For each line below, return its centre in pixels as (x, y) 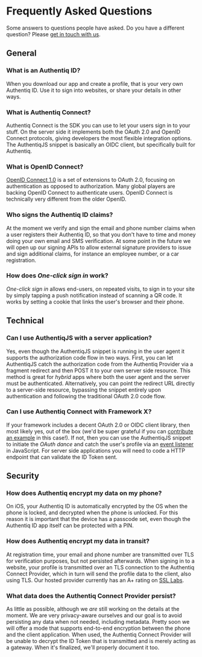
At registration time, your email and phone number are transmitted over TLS (100, 554)
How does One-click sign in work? (57, 276)
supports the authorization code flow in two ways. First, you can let (90, 357)
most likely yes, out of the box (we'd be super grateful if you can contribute (100, 431)
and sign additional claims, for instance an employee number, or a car (93, 254)
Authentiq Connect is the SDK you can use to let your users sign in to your (99, 125)
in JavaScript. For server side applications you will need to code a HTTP (96, 450)
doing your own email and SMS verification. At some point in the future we (99, 241)
